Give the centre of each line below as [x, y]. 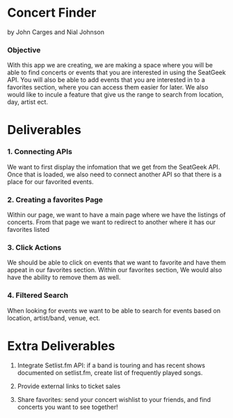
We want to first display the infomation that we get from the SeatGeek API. [114, 167]
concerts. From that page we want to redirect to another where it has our [112, 222]
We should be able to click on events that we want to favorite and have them [116, 262]
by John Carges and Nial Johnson [56, 32]
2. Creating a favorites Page [55, 199]
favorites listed [29, 230]
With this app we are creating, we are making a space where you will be [110, 65]
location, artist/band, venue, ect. [54, 318]
